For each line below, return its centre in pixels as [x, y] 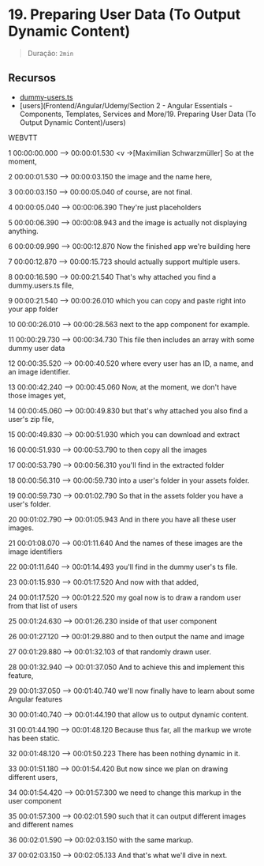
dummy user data [37, 348]
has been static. [34, 738]
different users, [33, 777]
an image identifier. [39, 371]
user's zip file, [31, 419]
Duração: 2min [50, 53]
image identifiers [35, 552]
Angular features [35, 699]
